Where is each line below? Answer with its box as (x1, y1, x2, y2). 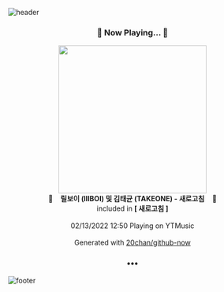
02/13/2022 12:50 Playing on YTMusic (70, 221, 195, 230)
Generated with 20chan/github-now (74, 238, 191, 248)
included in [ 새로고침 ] (96, 204, 169, 213)
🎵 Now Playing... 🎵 (96, 27, 169, 38)
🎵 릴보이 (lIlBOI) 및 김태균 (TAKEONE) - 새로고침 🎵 (48, 194, 217, 204)
